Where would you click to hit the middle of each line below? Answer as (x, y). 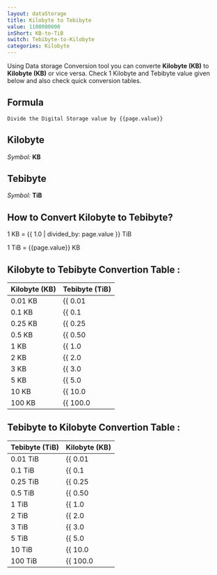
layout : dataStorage (37, 14)
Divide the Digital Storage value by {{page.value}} (85, 118)
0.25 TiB (25, 482)
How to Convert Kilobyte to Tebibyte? (90, 217)
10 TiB (22, 549)
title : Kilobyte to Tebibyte (49, 20)
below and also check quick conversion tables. (74, 80)
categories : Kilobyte (39, 46)
